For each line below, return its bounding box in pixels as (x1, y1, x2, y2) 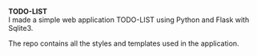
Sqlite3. (8, 24, 34, 32)
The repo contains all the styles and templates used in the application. (8, 39, 239, 48)
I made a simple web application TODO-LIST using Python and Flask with (8, 15, 250, 24)
